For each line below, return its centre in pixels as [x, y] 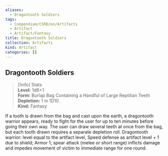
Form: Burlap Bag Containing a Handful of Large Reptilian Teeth [84, 95]
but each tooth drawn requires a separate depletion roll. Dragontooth [77, 132]
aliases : [14, 10]
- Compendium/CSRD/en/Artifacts [44, 24]
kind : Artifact [21, 47]
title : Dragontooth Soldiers [36, 38]
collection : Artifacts [29, 43]
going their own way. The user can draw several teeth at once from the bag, [84, 127]
